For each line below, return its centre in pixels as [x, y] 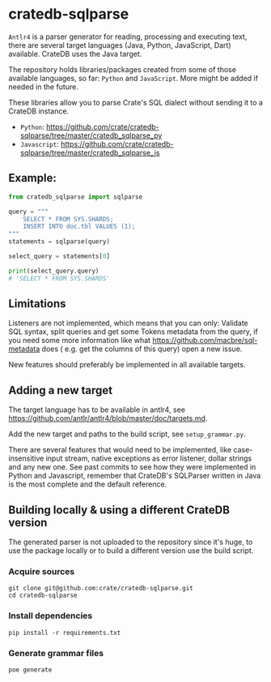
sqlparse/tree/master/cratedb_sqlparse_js [90, 152]
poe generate [30, 670]
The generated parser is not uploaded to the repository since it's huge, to [131, 542]
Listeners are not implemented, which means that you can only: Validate [128, 323]
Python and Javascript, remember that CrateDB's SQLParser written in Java [135, 476]
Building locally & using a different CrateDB [119, 510]
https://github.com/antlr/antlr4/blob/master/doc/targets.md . [108, 418]
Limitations [37, 304]
